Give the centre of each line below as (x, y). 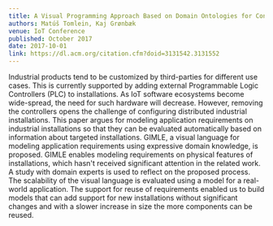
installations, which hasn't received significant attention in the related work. (135, 163)
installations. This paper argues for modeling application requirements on (131, 120)
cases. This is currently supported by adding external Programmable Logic (133, 85)
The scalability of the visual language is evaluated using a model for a (125, 180)
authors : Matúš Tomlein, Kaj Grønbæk (72, 24)
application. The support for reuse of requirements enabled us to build (147, 189)
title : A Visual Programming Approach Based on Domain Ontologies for (130, 16)
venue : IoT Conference (47, 31)
